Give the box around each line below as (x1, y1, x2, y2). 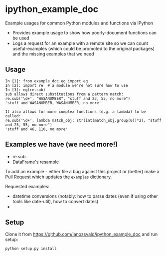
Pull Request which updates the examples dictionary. (5, 174, 112, 180)
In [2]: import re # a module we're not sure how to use (5, 83, 128, 88)
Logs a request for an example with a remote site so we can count (12, 40, 148, 46)
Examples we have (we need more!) (5, 140, 118, 149)
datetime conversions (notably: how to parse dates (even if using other (12, 193, 158, 199)
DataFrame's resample (12, 159, 59, 165)
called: (5, 113, 21, 118)
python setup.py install (5, 246, 57, 252)
